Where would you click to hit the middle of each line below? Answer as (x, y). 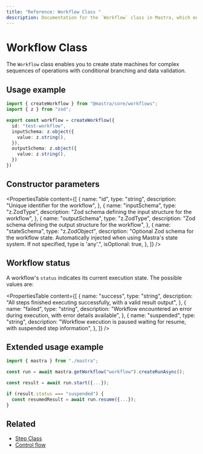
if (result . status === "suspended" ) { (55, 394)
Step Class (28, 439)
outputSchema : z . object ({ (44, 149)
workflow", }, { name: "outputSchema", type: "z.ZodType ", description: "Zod (101, 218)
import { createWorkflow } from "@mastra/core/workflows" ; (82, 104)
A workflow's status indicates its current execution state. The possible (94, 278)
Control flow (31, 445)
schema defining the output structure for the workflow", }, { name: (89, 224)
